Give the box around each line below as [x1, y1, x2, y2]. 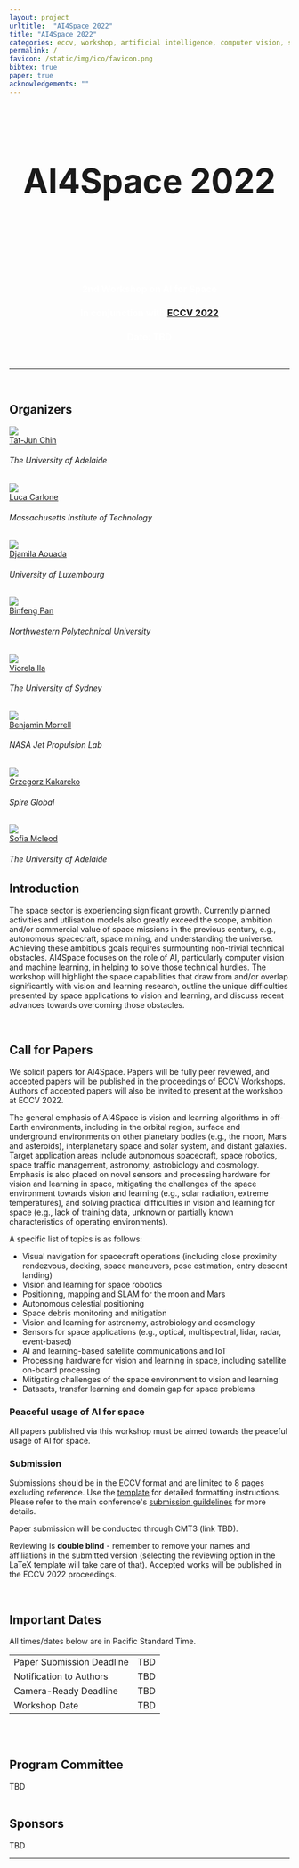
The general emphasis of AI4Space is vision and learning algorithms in [9, 1111, 269, 1123]
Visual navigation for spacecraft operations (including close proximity [21, 1250, 278, 1261]
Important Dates [9, 1612, 101, 1627]
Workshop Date [13, 1700, 79, 1712]
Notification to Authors [13, 1670, 109, 1683]
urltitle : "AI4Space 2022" [9, 21, 114, 30]
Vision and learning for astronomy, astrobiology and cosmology [21, 1316, 255, 1328]
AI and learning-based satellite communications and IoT [21, 1345, 227, 1356]
